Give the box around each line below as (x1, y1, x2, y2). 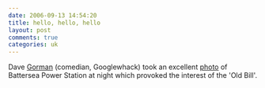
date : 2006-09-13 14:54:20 (8, 11, 97, 20)
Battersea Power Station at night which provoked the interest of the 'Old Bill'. (8, 71, 258, 80)
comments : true (8, 33, 59, 42)
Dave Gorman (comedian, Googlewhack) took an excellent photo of (8, 62, 228, 71)
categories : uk (8, 41, 59, 49)
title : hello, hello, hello (8, 19, 101, 27)
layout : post (8, 26, 51, 34)
